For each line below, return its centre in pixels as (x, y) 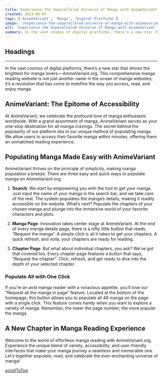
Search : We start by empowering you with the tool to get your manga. (82, 188)
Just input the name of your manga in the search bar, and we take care (83, 194)
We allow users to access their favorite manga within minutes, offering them (81, 136)
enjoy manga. (19, 89)
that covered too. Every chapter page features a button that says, (77, 254)
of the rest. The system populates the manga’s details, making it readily (83, 199)
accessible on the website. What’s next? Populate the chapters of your (82, 204)
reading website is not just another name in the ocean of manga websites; (79, 78)
